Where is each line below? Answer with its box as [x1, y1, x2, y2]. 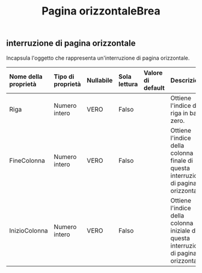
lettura [118, 80, 138, 88]
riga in [170, 108, 188, 117]
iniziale [170, 226, 191, 234]
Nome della [9, 72, 43, 81]
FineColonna [9, 156, 45, 165]
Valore [143, 68, 163, 77]
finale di [170, 156, 194, 165]
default [143, 83, 165, 92]
